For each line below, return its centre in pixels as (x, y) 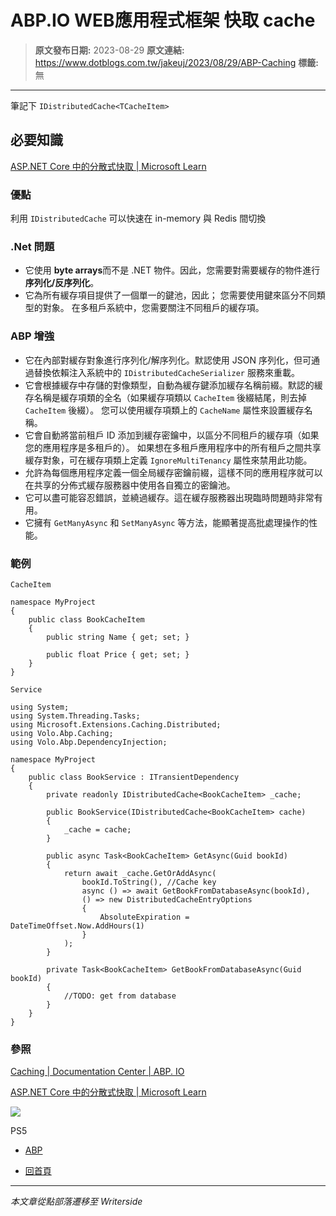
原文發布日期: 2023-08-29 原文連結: (109, 50)
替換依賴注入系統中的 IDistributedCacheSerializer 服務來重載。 (166, 372)
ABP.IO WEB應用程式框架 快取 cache (163, 20)
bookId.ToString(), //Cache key (149, 882)
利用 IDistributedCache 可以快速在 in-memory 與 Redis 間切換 (138, 218)
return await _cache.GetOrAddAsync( (140, 873)
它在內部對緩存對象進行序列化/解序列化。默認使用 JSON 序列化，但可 (168, 360)
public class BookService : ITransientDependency (134, 777)
